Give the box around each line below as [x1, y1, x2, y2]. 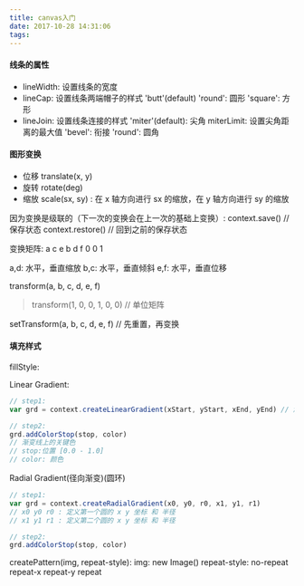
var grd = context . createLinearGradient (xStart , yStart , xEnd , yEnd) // [9, 405, 290, 414]
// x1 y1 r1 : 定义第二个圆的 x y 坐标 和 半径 [9, 515, 176, 525]
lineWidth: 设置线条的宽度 [22, 81, 119, 91]
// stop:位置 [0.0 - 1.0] [9, 447, 104, 456]
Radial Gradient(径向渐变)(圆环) [9, 473, 126, 484]
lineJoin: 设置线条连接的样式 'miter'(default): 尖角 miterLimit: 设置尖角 [22, 115, 282, 126]
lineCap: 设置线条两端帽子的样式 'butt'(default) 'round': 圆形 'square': [22, 92, 280, 103]
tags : [9, 30, 30, 39]
